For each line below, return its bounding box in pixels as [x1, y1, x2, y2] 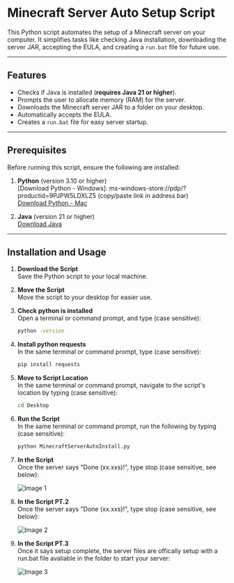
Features [7, 70, 47, 82]
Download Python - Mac [17, 199, 88, 207]
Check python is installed [17, 307, 93, 315]
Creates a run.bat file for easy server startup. [17, 117, 148, 126]
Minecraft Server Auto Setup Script [7, 5, 216, 21]
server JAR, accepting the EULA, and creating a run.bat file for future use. [7, 43, 221, 51]
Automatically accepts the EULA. [17, 110, 112, 119]
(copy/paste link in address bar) [97, 191, 189, 199]
